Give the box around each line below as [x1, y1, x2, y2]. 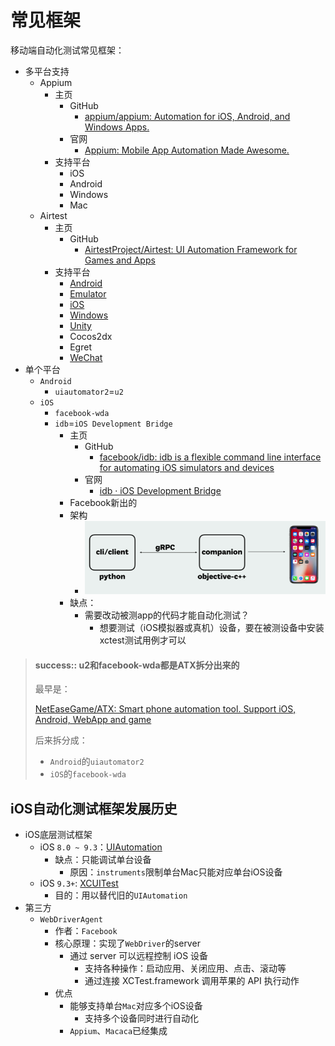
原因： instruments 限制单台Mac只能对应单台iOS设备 [69, 866, 283, 878]
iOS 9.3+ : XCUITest [39, 877, 119, 890]
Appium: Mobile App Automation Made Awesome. [84, 144, 290, 156]
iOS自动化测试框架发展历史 [10, 800, 178, 817]
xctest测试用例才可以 [99, 634, 187, 646]
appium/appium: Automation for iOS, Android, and [84, 110, 291, 122]
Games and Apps [84, 254, 156, 266]
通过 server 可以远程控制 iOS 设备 [69, 950, 209, 962]
